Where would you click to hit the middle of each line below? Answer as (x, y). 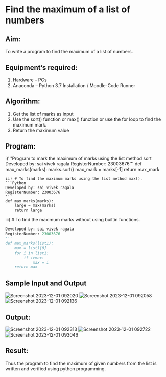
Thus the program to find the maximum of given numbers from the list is (81, 363)
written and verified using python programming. (56, 369)
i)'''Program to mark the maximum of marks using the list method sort (78, 159)
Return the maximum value (41, 130)
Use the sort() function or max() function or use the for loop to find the (87, 119)
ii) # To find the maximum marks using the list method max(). (74, 179)
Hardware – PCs (30, 80)
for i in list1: (32, 253)
